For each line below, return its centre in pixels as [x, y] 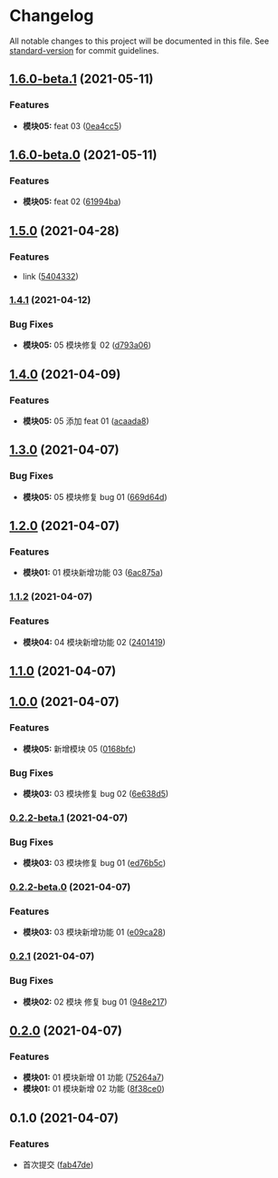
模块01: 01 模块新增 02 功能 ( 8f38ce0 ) [93, 1089]
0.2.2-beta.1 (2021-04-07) [69, 818]
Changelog [52, 16]
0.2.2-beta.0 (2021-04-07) [70, 888]
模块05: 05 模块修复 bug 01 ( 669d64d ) [95, 496]
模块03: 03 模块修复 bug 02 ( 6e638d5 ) [96, 793]
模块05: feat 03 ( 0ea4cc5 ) [72, 126]
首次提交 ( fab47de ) [58, 1164]
